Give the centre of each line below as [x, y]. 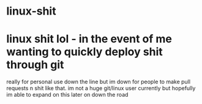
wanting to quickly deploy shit [85, 52]
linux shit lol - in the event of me [89, 39]
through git [35, 65]
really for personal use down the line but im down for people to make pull [99, 82]
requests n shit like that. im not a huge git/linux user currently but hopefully [101, 88]
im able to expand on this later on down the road [67, 95]
